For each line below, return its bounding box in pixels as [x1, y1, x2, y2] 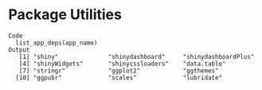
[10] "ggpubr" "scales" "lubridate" [15, 73, 223, 81]
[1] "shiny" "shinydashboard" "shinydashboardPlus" [18, 53, 255, 61]
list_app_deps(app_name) [15, 38, 98, 47]
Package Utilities [8, 6, 122, 24]
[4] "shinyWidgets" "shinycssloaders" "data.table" [18, 60, 226, 68]
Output [8, 45, 30, 53]
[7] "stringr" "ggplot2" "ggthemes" [18, 66, 219, 75]
